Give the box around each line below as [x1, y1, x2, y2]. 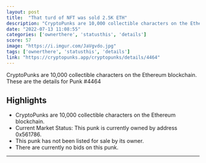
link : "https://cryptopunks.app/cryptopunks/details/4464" [6, 54, 161, 60]
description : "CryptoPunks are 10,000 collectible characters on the [6, 20, 188, 26]
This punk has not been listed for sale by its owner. [15, 137, 144, 145]
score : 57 [6, 37, 32, 43]
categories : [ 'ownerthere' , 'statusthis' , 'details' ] [6, 32, 147, 38]
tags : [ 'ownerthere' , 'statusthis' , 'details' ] [6, 49, 131, 55]
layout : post [6, 9, 40, 15]
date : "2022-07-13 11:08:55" [6, 26, 81, 32]
